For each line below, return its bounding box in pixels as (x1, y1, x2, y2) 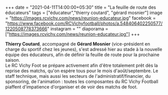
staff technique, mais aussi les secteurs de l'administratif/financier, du (5, 73, 151, 79)
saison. (5, 57, 20, 63)
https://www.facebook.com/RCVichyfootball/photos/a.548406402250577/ (7, 20, 163, 26)
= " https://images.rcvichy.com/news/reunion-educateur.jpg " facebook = (5, 15, 156, 21)
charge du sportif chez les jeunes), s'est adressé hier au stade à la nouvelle (5, 46, 162, 52)
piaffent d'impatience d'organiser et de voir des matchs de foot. (5, 84, 138, 90)
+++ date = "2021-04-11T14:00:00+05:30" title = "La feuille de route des (5, 5, 156, 10)
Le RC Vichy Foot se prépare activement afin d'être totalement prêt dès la (5, 63, 158, 68)
